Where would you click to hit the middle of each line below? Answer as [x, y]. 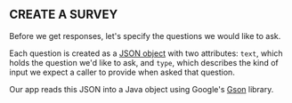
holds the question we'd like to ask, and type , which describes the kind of [144, 62]
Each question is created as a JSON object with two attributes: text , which [146, 53]
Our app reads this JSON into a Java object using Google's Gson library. [142, 89]
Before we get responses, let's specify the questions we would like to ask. [145, 36]
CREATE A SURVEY [64, 15]
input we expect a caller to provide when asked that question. [122, 72]
